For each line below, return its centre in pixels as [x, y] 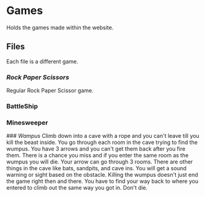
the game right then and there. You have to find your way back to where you [102, 181]
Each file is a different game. [42, 61]
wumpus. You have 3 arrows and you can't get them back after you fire [96, 149]
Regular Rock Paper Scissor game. [50, 91]
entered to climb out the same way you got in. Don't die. [77, 188]
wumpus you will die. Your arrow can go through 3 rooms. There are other [100, 162]
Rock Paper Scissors [38, 77]
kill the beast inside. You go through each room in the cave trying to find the [102, 142]
